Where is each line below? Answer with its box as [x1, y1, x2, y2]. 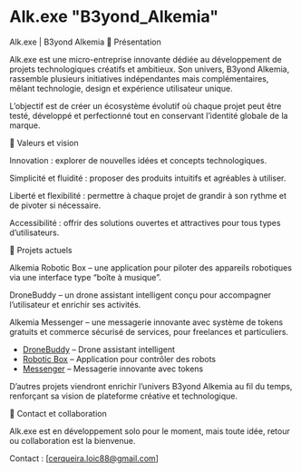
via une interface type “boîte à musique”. [9, 271, 161, 282]
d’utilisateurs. [9, 227, 60, 238]
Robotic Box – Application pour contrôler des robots [22, 353, 216, 364]
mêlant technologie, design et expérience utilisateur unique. [9, 83, 233, 94]
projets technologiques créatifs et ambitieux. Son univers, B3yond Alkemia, [9, 64, 290, 74]
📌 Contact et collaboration [9, 408, 107, 419]
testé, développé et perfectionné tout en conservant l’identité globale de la [9, 110, 288, 121]
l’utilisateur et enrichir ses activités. [9, 299, 141, 310]
